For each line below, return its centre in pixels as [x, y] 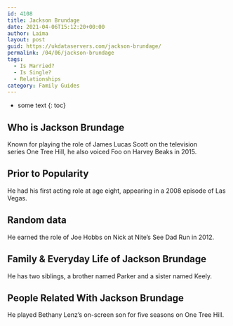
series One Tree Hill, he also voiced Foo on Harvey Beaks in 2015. [102, 152]
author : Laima [28, 33]
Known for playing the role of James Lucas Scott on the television [102, 144]
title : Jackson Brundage [44, 20]
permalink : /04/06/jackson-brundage [61, 53]
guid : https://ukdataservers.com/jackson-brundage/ [84, 46]
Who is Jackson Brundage [66, 127]
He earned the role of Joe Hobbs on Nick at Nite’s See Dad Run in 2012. [111, 237]
